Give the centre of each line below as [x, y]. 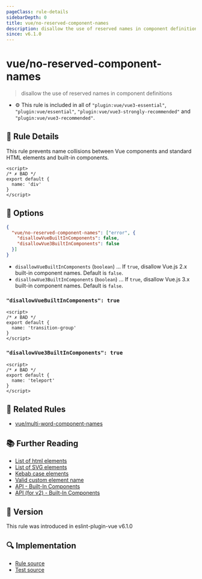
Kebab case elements [42, 474]
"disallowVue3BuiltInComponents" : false [68, 244]
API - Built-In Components [47, 486]
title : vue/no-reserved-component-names [58, 23]
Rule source [30, 563]
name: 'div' [27, 184]
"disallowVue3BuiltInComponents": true [65, 353]
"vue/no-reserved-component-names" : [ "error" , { [74, 233]
